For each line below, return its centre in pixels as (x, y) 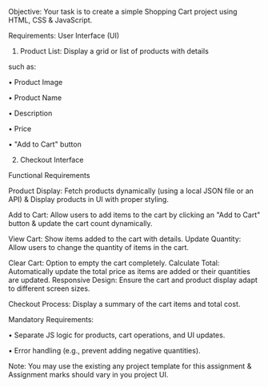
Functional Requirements (49, 175)
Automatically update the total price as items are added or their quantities (129, 271)
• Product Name (35, 98)
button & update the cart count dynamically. (81, 223)
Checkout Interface (52, 160)
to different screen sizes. (49, 288)
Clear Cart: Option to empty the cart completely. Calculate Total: (114, 263)
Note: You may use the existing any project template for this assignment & (130, 366)
